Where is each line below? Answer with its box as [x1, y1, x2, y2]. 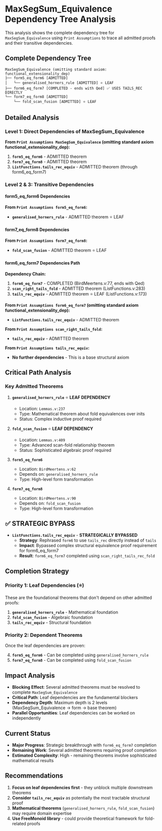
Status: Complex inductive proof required [19, 416, 102, 422]
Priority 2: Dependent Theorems [5, 632, 83, 639]
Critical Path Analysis [5, 368, 72, 377]
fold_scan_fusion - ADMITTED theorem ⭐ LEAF [12, 247, 107, 253]
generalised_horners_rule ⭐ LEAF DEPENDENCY [12, 394, 111, 400]
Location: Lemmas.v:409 [19, 437, 65, 443]
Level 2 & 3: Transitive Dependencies [5, 181, 94, 188]
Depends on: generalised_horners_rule [19, 471, 98, 477]
